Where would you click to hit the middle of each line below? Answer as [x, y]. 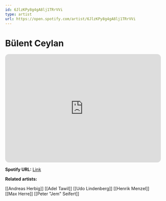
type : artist [19, 14]
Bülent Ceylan [35, 43]
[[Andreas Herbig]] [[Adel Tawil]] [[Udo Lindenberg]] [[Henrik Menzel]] [77, 189]
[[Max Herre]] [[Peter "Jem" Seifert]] [42, 194]
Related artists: [21, 179]
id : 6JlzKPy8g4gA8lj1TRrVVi [34, 10]
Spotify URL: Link [23, 169]
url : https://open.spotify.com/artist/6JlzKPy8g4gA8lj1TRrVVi [70, 19]
